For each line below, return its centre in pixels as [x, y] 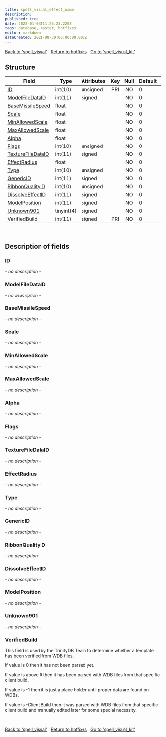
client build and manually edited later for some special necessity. [71, 710]
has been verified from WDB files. [40, 656]
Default [148, 81]
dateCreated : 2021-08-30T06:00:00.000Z [46, 38]
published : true [22, 19]
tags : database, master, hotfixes [41, 28]
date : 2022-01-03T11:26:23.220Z [38, 24]
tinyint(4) [66, 211]
